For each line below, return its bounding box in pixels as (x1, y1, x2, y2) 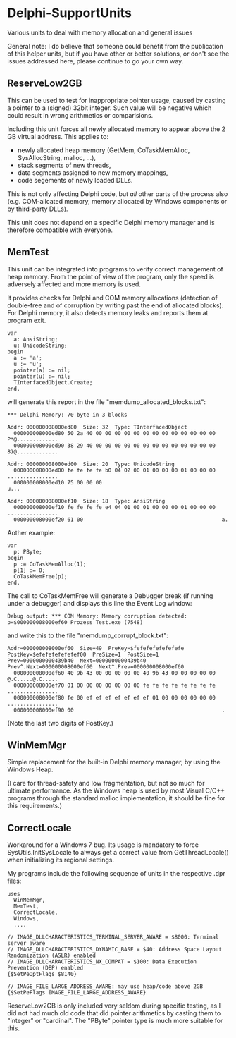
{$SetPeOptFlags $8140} (7, 971, 77, 978)
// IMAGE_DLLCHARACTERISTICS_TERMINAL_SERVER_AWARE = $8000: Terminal (7, 934, 219, 941)
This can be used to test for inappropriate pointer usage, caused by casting (7, 96, 227, 104)
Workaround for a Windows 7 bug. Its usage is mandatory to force (7, 841, 199, 849)
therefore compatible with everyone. (7, 226, 113, 234)
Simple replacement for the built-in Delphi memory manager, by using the (7, 758, 221, 767)
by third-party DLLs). (7, 204, 68, 213)
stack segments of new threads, (17, 161, 111, 169)
